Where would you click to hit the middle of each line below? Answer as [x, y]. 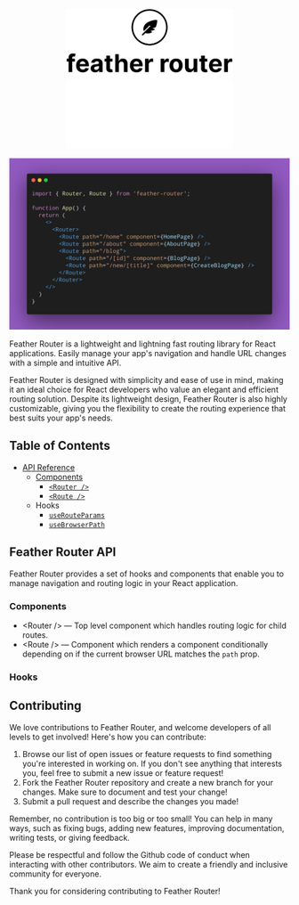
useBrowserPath [77, 525]
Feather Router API [63, 552]
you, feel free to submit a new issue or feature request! [123, 773]
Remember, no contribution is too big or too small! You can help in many [141, 819]
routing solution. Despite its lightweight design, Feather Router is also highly [148, 399]
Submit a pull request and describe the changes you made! [130, 801]
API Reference [48, 467]
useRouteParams [77, 515]
